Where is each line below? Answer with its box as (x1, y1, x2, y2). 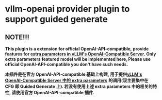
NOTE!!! (5, 33, 30, 41)
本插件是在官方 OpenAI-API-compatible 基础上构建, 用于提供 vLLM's (5, 71, 142, 77)
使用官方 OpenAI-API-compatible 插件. (16, 90, 95, 95)
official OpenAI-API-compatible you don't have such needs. (5, 62, 129, 67)
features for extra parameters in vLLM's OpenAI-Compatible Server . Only (5, 51, 156, 57)
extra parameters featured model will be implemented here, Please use (5, 56, 151, 62)
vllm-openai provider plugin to (5, 3, 130, 15)
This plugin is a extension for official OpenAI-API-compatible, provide (5, 46, 149, 51)
